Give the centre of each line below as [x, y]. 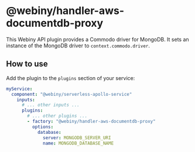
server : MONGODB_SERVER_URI [77, 138]
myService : [19, 89]
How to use [27, 64]
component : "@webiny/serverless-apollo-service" [72, 94]
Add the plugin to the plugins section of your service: [71, 78]
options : [43, 127]
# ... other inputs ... [51, 105]
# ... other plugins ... [57, 116]
